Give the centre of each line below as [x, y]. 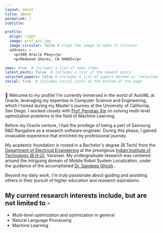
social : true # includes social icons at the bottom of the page [73, 81]
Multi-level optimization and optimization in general [63, 215]
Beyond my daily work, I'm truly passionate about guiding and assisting [76, 175]
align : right [23, 36]
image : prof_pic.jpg [30, 41]
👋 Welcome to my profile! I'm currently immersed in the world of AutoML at [80, 95]
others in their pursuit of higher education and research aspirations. [73, 180]
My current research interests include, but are [76, 196]
